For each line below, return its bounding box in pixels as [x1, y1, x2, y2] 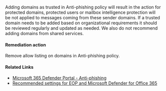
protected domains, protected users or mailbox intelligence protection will [5, 9, 156, 15]
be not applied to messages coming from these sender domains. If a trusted [5, 15, 160, 20]
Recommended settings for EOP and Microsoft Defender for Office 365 [12, 80, 158, 86]
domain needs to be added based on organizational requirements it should [5, 20, 157, 26]
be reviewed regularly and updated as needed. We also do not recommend [5, 25, 158, 31]
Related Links [5, 64, 34, 70]
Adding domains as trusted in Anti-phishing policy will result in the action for [5, 4, 161, 10]
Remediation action [5, 42, 46, 47]
